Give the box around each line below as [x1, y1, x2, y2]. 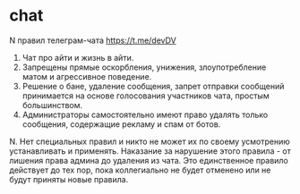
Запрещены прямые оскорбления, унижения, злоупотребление [21, 62, 267, 72]
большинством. [21, 99, 83, 110]
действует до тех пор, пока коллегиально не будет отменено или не [9, 164, 271, 175]
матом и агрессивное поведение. [21, 71, 152, 81]
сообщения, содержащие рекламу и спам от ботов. [21, 118, 221, 130]
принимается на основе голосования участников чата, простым [21, 90, 270, 101]
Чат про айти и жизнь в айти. [21, 52, 134, 63]
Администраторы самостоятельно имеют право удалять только [21, 109, 269, 120]
